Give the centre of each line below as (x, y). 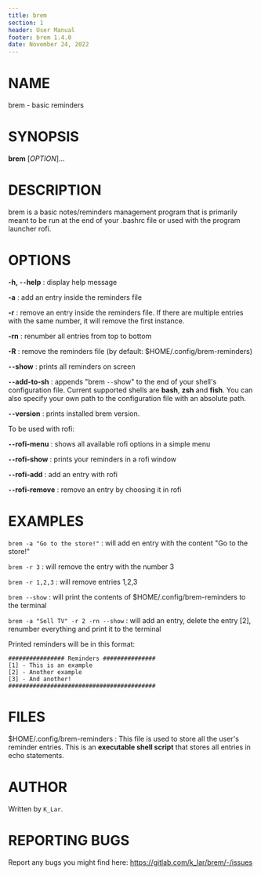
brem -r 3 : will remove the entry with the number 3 (91, 567)
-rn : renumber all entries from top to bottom (80, 336)
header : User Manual (42, 30)
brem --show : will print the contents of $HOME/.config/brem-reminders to (127, 596)
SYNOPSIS (44, 137)
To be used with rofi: (41, 428)
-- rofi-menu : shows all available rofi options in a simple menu (109, 443)
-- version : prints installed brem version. (74, 414)
